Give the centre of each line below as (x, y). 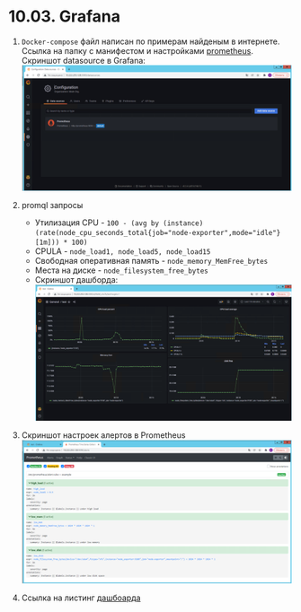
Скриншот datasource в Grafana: (83, 60)
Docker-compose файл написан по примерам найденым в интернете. (150, 41)
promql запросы (52, 205)
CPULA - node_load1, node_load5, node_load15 (123, 251)
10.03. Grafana (64, 17)
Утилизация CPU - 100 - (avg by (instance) (119, 223)
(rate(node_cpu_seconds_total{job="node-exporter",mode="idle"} (158, 233)
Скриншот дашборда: (76, 280)
